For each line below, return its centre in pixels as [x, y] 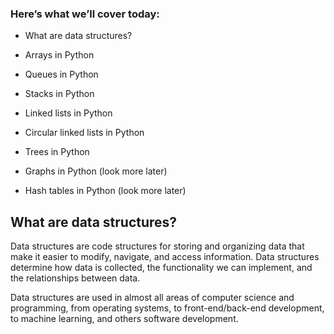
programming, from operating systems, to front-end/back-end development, [167, 308]
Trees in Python [57, 152]
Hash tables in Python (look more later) [105, 191]
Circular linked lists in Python [84, 133]
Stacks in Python [59, 94]
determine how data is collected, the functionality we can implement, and [161, 268]
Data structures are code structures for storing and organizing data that [157, 246]
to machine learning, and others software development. [124, 319]
